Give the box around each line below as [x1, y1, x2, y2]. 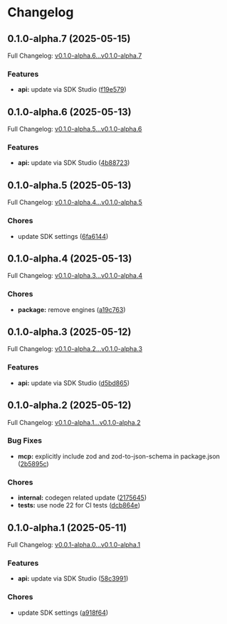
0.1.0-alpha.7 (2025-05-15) [7, 33, 131, 45]
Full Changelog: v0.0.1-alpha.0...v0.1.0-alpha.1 [7, 540, 141, 549]
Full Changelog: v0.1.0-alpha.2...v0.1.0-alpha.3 [7, 345, 143, 353]
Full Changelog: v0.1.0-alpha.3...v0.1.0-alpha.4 [7, 271, 143, 280]
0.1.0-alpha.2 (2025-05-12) [7, 399, 132, 411]
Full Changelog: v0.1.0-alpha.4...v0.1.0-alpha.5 [7, 198, 142, 207]
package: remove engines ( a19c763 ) [17, 305, 126, 313]
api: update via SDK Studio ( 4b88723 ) [17, 158, 130, 167]
